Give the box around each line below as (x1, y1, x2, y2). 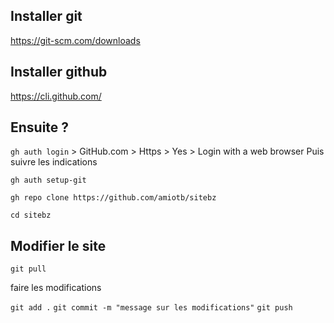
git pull (10, 264, 47, 274)
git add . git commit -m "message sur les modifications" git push (10, 303, 293, 313)
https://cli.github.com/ (10, 90, 102, 102)
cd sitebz (10, 210, 52, 221)
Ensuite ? (10, 119, 70, 136)
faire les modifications (10, 282, 102, 294)
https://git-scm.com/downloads (10, 34, 141, 46)
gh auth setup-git (10, 175, 87, 186)
